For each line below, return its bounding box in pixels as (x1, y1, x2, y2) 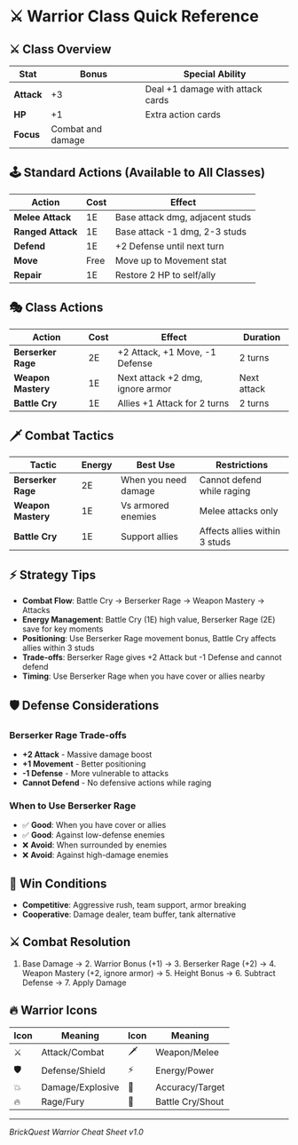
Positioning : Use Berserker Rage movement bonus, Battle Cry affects (21, 633, 277, 644)
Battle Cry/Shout (154, 1095, 224, 1108)
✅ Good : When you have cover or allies (21, 820, 167, 831)
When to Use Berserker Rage (9, 799, 137, 812)
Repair (13, 268, 43, 281)
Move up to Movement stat (114, 254, 227, 266)
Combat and (51, 123, 103, 135)
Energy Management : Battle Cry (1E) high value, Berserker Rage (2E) (21, 615, 276, 625)
